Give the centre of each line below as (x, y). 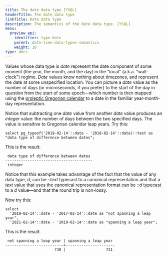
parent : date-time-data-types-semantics (57, 43)
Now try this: (18, 200)
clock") (13, 77)
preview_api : (23, 33)
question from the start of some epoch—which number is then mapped (78, 93)
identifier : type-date (38, 38)
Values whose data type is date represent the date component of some (78, 66)
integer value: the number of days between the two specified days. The (79, 118)
